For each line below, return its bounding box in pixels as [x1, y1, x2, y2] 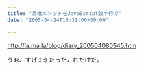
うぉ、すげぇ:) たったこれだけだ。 [7, 56, 103, 64]
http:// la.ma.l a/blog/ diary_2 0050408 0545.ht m [7, 41, 137, 49]
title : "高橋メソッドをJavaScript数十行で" [7, 10, 122, 17]
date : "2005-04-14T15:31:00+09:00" [7, 16, 109, 23]
